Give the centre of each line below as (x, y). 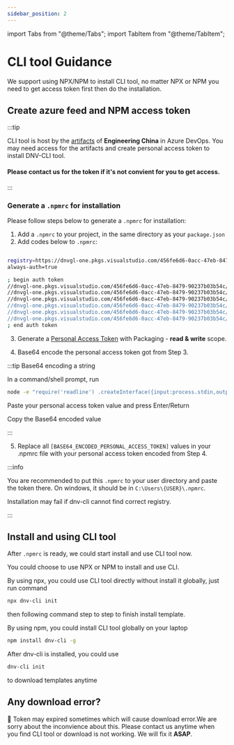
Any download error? (54, 702)
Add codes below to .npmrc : (57, 241)
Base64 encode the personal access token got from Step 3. (103, 352)
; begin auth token (36, 280)
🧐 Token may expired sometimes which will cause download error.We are (112, 719)
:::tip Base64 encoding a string (51, 366)
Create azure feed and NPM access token (99, 110)
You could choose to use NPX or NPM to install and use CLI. (93, 567)
